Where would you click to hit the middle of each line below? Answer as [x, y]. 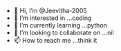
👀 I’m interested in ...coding [53, 18]
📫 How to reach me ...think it [55, 40]
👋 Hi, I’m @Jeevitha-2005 [50, 11]
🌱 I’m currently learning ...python [60, 25]
